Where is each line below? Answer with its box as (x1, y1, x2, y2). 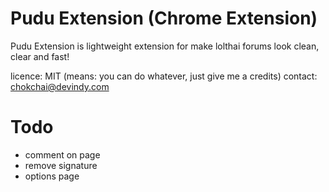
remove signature (24, 159, 98, 171)
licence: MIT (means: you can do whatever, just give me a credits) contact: (10, 70, 318, 82)
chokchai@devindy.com (10, 80, 110, 92)
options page (24, 170, 80, 182)
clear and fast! (10, 50, 70, 62)
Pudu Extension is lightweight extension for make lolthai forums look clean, (10, 40, 320, 52)
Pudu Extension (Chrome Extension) (10, 7, 318, 30)
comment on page (24, 148, 101, 161)
